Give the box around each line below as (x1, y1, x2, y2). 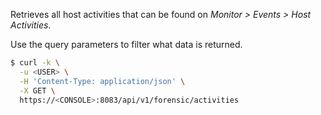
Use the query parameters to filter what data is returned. (10, 39, 243, 50)
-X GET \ (19, 85, 56, 96)
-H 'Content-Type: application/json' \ (19, 76, 186, 86)
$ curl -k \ (10, 58, 60, 68)
